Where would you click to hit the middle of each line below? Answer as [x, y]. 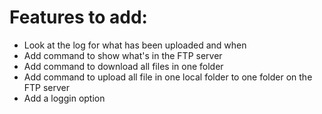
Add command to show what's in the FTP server [123, 55]
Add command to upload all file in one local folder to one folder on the [168, 77]
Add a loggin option [64, 98]
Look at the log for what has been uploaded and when [135, 45]
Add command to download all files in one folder [123, 66]
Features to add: [78, 17]
